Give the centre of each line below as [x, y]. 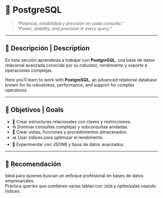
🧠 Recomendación [33, 164]
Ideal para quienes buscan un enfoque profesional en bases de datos [74, 176]
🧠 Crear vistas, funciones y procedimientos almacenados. [70, 132]
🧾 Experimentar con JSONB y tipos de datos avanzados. [68, 144]
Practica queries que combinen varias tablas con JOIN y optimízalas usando [81, 186]
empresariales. [20, 181]
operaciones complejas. [29, 70]
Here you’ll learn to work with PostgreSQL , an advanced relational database [81, 80]
